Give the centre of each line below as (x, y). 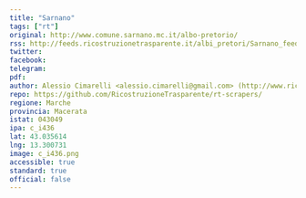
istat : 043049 (36, 120)
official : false (40, 179)
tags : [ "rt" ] (34, 26)
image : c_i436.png (44, 153)
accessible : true (42, 162)
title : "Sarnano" (42, 18)
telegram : (28, 69)
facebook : (28, 60)
